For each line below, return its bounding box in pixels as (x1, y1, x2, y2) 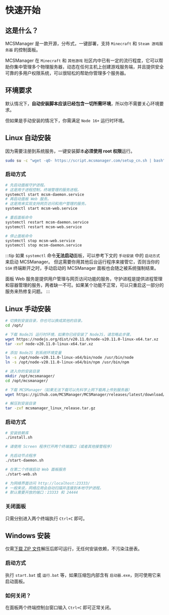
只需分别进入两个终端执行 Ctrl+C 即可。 (5, 515, 88, 521)
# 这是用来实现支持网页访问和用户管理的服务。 (5, 201, 89, 206)
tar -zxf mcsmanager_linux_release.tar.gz (5, 406, 96, 411)
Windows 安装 (5, 531, 50, 540)
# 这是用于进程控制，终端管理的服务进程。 (5, 187, 81, 192)
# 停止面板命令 (5, 234, 33, 239)
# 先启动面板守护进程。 (5, 182, 48, 188)
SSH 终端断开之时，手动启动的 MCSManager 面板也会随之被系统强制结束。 (5, 265, 159, 271)
